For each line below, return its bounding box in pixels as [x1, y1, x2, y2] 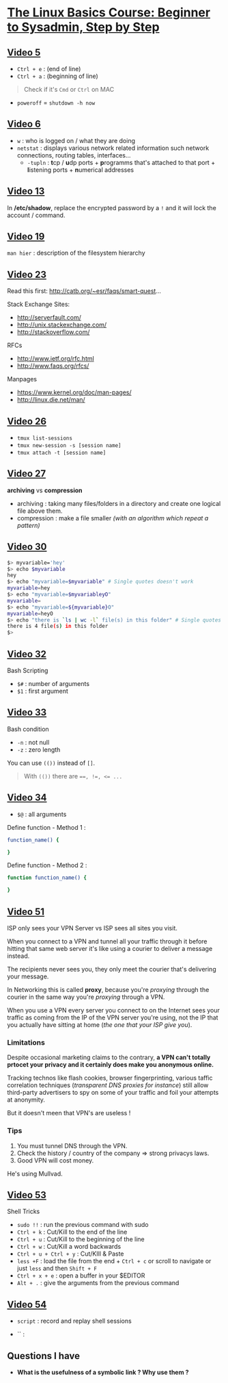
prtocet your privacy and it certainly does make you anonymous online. [7, 1061, 214, 1069]
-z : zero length [16, 745, 61, 754]
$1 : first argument [16, 687, 68, 695]
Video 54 [7, 1299, 47, 1310]
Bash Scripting [7, 666, 48, 674]
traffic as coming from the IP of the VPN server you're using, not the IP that [7, 1013, 218, 1022]
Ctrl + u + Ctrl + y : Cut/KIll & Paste [16, 1249, 124, 1258]
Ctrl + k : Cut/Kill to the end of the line [16, 1228, 128, 1236]
